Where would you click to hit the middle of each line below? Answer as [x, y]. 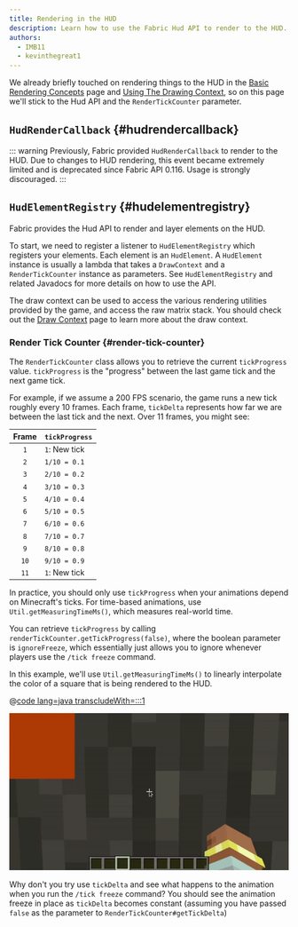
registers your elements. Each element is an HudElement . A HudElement [136, 255]
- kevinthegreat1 [49, 56]
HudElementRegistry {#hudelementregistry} [130, 207]
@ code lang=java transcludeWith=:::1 [77, 701]
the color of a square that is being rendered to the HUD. [111, 683]
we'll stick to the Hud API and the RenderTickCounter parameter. [125, 101]
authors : [25, 37]
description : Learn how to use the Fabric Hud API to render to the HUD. [149, 28]
